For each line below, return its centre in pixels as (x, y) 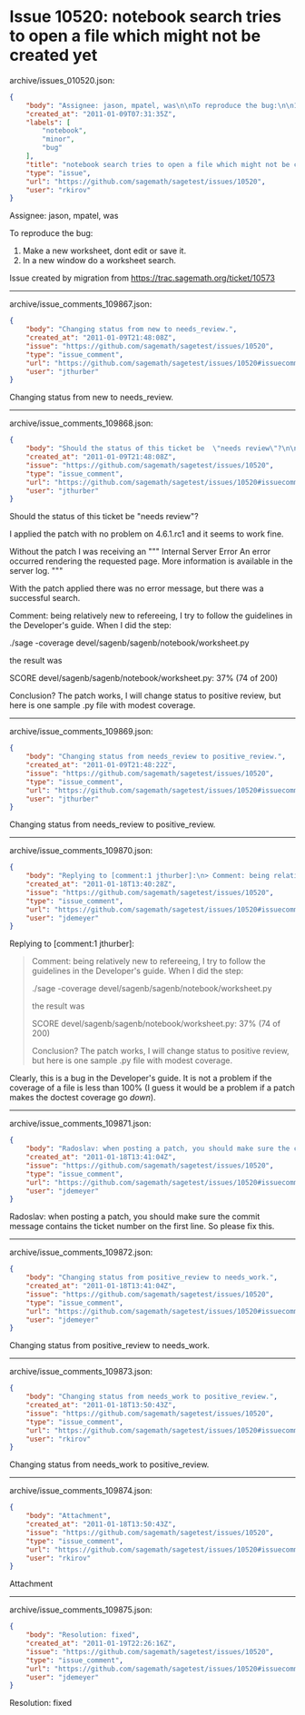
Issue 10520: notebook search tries (145, 17)
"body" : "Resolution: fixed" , (83, 1635)
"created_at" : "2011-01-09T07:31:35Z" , (101, 114)
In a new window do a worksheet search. (99, 261)
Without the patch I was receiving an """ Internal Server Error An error (140, 552)
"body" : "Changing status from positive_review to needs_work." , (152, 1277)
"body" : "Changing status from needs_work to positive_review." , (152, 1397)
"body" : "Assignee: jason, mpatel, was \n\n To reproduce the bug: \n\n (160, 105)
